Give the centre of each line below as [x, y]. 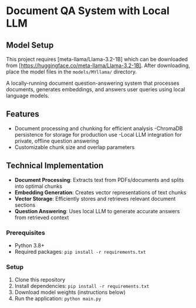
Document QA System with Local [88, 11]
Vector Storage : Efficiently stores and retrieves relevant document [95, 198]
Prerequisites [26, 233]
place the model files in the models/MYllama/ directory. [71, 72]
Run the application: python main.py [58, 299]
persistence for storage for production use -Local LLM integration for [98, 134]
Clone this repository [40, 280]
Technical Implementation [55, 166]
